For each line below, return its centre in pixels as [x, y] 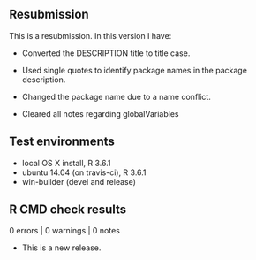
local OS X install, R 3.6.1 [67, 163]
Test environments [62, 142]
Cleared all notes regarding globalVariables [100, 113]
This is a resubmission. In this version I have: [90, 35]
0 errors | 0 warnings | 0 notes [65, 231]
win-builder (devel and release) [79, 181]
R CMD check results [68, 210]
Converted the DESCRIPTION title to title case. [106, 53]
